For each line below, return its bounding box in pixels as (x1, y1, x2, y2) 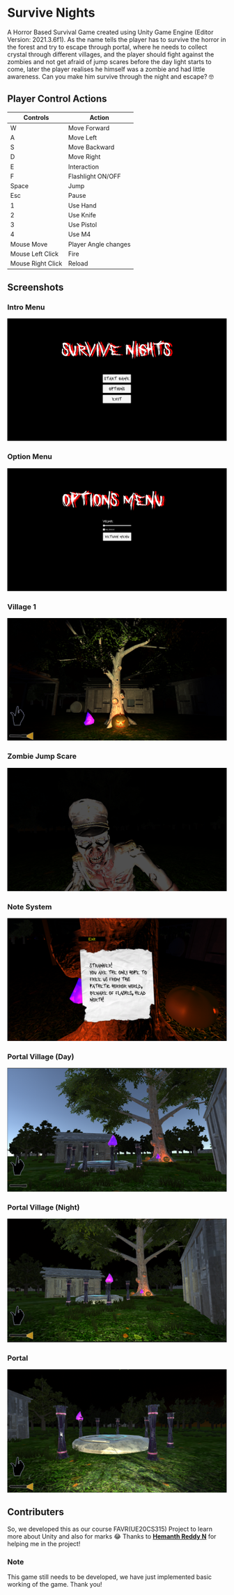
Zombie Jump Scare (7, 751, 77, 761)
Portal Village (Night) (7, 1202, 80, 1212)
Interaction (68, 162, 100, 171)
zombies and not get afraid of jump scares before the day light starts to (7, 57, 212, 66)
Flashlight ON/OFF (68, 172, 121, 180)
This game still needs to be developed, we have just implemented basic (7, 1573, 212, 1581)
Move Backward (68, 143, 115, 151)
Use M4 (68, 230, 91, 238)
